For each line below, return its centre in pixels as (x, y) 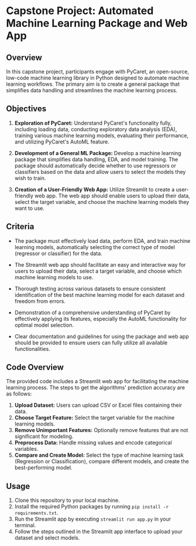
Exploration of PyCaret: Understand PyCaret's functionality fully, (93, 123)
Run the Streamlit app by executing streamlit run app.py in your (93, 519)
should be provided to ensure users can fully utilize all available (91, 343)
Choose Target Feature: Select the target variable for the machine (94, 418)
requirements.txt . (36, 513)
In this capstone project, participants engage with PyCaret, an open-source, (97, 71)
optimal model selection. (44, 325)
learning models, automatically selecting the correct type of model (95, 247)
